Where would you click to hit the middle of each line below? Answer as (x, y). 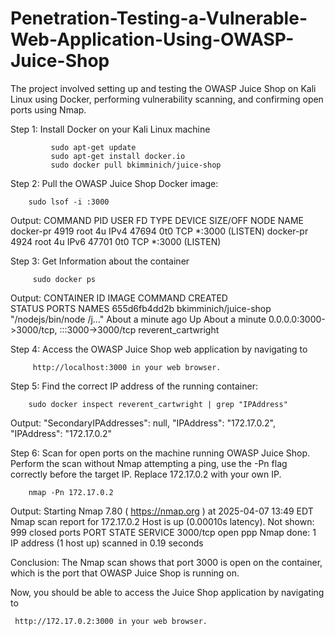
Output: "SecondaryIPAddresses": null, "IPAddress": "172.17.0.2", (143, 423)
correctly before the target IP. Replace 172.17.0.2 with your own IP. (146, 474)
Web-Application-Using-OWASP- (152, 39)
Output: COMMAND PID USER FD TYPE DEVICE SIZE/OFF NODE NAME (157, 220)
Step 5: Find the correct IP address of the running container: (134, 386)
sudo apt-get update (93, 147)
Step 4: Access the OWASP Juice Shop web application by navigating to (159, 349)
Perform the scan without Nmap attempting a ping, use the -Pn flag (149, 463)
